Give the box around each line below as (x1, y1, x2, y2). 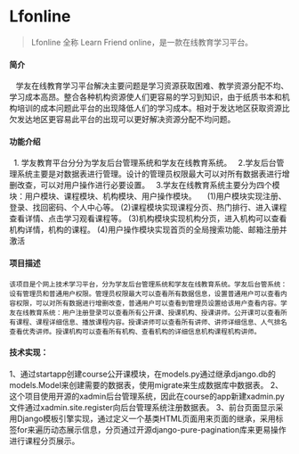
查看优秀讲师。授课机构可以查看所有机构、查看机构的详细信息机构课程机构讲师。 (9, 327, 261, 336)
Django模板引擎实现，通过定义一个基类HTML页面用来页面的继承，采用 (16, 413, 276, 424)
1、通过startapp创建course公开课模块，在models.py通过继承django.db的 (9, 368, 276, 379)
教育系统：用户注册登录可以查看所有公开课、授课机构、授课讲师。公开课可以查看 (28, 308, 281, 318)
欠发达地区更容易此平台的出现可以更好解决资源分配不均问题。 (9, 114, 236, 125)
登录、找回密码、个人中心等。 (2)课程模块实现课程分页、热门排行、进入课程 (9, 202, 287, 213)
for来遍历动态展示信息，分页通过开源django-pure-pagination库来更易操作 (16, 424, 287, 434)
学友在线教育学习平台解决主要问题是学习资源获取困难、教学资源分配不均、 (15, 80, 289, 91)
